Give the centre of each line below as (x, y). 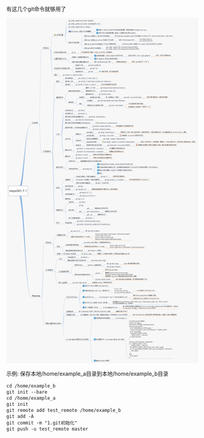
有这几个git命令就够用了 (36, 9)
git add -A (20, 417)
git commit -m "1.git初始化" (42, 423)
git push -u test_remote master (47, 429)
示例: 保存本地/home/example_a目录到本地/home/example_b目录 (87, 374)
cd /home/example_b (31, 386)
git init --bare (27, 392)
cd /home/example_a (31, 398)
